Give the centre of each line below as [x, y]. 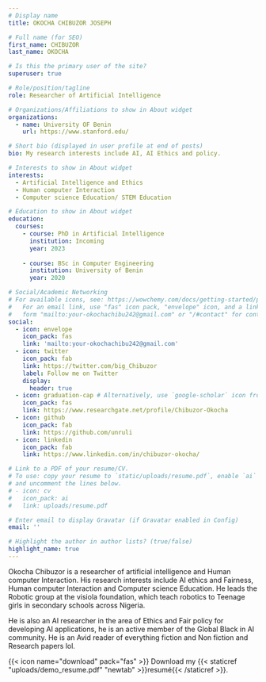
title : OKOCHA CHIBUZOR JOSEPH [60, 23]
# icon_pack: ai [38, 498]
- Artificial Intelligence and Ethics [80, 182]
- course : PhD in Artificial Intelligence [93, 234]
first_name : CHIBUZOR [44, 44]
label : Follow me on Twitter [70, 374]
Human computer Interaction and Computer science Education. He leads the [133, 588]
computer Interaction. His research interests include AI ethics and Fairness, [131, 580]
